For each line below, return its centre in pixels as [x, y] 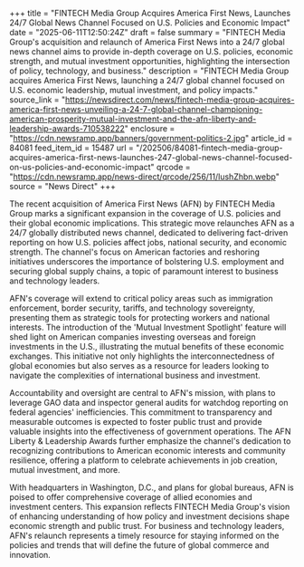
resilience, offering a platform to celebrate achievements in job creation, [143, 460]
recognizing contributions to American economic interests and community [148, 451]
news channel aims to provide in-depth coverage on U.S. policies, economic [152, 52]
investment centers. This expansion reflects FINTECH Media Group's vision [150, 507]
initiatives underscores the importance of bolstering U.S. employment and [147, 261]
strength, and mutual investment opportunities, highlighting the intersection [150, 61]
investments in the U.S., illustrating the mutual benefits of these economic [147, 346]
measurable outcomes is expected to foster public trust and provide [136, 422]
